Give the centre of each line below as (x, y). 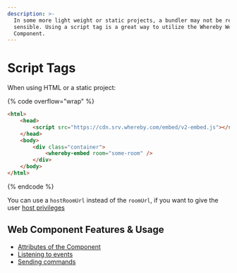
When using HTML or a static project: (62, 88)
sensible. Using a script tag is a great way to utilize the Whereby (118, 27)
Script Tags (42, 68)
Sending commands (47, 262)
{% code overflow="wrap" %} (51, 101)
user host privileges (36, 208)
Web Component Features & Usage (86, 230)
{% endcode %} (31, 186)
